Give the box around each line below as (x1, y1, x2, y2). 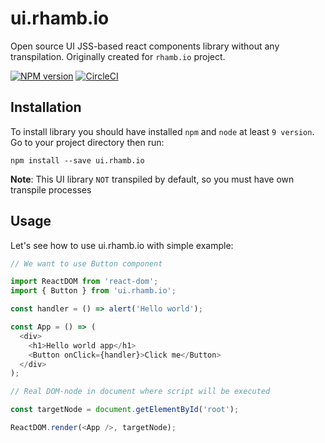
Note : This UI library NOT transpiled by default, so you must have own (10, 173, 295, 185)
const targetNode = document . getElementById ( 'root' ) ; (10, 405, 240, 415)
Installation (10, 99, 82, 116)
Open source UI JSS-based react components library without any (10, 40, 280, 52)
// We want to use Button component (10, 258, 163, 269)
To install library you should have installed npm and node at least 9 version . (10, 125, 315, 137)
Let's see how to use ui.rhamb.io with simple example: (10, 239, 234, 251)
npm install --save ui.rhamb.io (10, 155, 145, 166)
